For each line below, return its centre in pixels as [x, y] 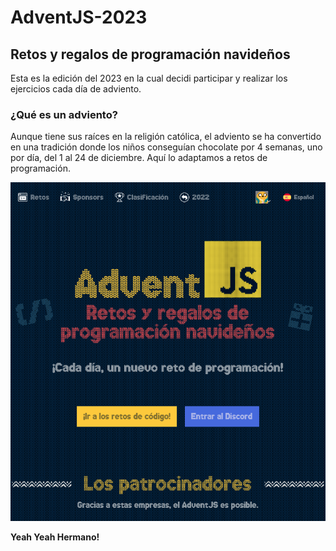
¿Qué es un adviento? [64, 114]
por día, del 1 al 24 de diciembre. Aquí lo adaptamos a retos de [139, 158]
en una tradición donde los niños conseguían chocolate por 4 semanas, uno [166, 147]
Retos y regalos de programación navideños [150, 54]
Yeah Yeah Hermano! [55, 537]
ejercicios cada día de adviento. [76, 89]
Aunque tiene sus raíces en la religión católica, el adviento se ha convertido [166, 137]
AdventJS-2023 [79, 17]
